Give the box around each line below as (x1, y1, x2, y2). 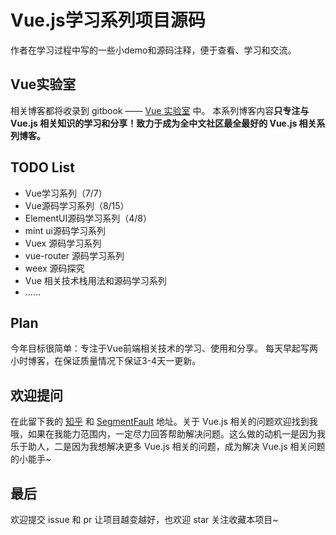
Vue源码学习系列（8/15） (24, 199, 130, 211)
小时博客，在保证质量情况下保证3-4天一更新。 (10, 355, 202, 367)
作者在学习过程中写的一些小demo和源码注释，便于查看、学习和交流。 (10, 44, 297, 56)
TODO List (10, 159, 75, 176)
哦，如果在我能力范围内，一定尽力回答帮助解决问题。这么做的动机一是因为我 (10, 428, 326, 440)
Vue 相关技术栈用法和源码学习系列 (24, 274, 167, 286)
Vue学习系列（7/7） (24, 187, 108, 199)
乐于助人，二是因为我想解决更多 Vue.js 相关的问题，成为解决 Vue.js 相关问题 (10, 441, 326, 453)
